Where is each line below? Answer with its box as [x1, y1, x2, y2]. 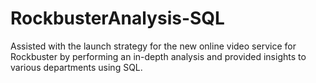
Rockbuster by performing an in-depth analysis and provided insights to [10, 50, 307, 62]
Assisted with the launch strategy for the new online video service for [10, 40, 297, 52]
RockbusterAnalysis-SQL [10, 7, 225, 30]
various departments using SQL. [10, 61, 143, 73]
